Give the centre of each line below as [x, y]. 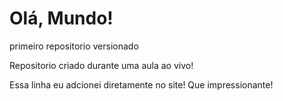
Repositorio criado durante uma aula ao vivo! [101, 65]
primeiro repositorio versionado [74, 46]
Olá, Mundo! [61, 18]
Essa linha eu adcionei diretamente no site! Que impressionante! [141, 84]
